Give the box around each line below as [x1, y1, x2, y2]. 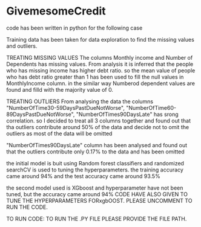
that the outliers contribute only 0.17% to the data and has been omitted [6, 148, 185, 155]
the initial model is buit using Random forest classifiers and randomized [6, 159, 185, 167]
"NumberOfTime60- [126, 104, 177, 111]
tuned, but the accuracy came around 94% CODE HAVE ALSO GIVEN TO [6, 190, 188, 197]
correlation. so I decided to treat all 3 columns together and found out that [6, 117, 191, 124]
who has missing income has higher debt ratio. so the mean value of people [6, 66, 196, 74]
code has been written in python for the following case [6, 24, 143, 31]
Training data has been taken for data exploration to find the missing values [6, 36, 195, 43]
